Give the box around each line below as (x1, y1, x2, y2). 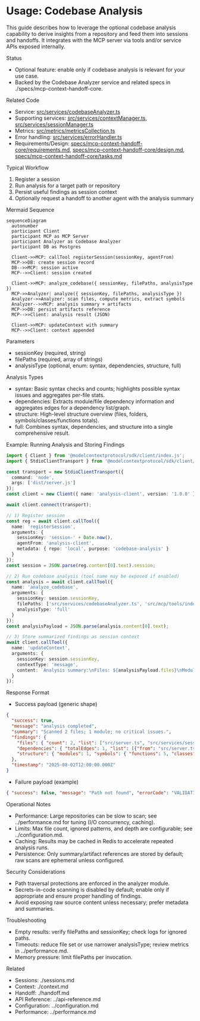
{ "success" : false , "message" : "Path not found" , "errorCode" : (6, 790, 169, 796)
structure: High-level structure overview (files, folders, (14, 410, 148, 417)
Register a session (14, 175, 61, 182)
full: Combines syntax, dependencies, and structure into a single (14, 423, 173, 430)
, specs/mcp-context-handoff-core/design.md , (69, 146, 185, 153)
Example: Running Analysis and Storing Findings (6, 441, 125, 448)
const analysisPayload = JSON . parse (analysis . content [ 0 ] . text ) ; (6, 623, 169, 629)
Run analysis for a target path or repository (14, 182, 120, 189)
